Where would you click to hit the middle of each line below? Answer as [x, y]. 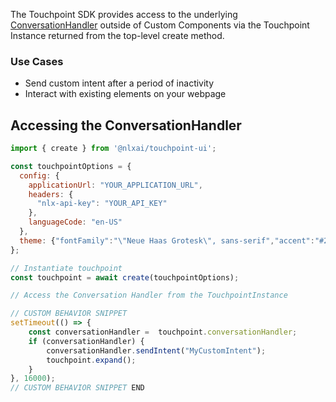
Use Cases [37, 61]
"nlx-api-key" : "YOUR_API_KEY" [102, 204]
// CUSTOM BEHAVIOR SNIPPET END [77, 388]
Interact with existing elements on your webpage [125, 94]
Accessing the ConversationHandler [126, 125]
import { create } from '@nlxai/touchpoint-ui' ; [113, 149]
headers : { [51, 194]
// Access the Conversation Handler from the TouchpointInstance [149, 295]
